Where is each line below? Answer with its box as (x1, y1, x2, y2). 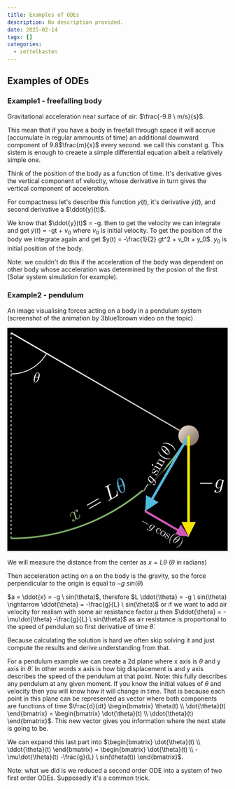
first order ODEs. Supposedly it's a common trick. (7, 774, 150, 782)
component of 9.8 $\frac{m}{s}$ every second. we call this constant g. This (7, 140, 225, 149)
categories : (7, 41, 42, 48)
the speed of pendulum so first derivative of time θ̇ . (7, 622, 155, 630)
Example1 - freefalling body (7, 96, 103, 106)
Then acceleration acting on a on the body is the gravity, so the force (7, 572, 206, 580)
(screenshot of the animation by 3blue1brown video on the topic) (7, 313, 194, 322)
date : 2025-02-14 (7, 26, 58, 33)
